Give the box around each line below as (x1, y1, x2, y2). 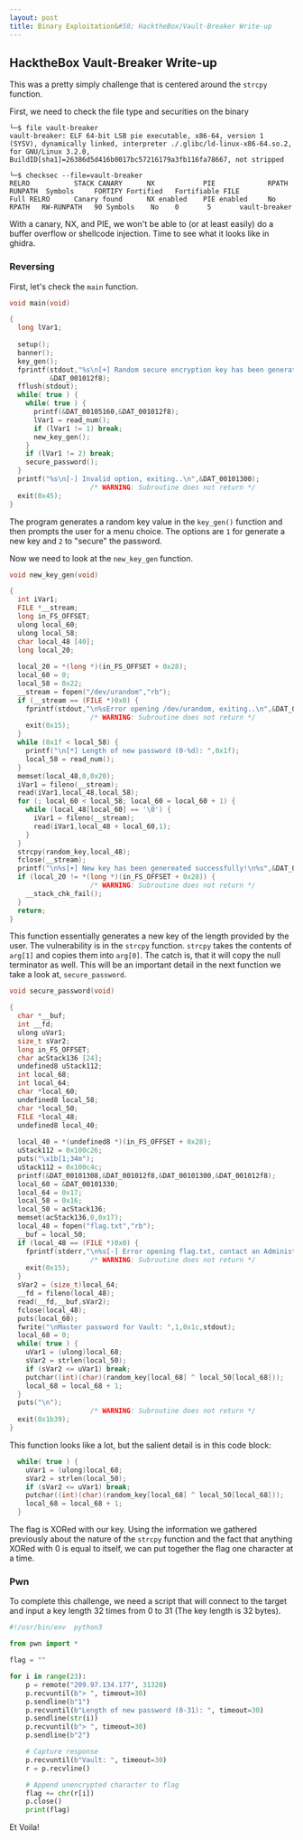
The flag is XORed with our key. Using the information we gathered (9, 1524, 257, 1535)
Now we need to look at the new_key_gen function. (9, 552, 194, 563)
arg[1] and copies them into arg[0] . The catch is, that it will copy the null (9, 950, 281, 961)
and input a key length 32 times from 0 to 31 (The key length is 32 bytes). (9, 1606, 281, 1617)
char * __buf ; (17, 1012, 67, 1021)
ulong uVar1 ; (17, 1028, 67, 1037)
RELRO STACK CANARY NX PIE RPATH (9, 179, 289, 188)
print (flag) (25, 1806, 70, 1815)
